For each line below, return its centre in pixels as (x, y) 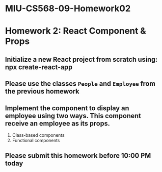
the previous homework (42, 91)
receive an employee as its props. (58, 123)
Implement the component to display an (67, 108)
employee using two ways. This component (73, 116)
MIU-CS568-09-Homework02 (68, 9)
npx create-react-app (39, 67)
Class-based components (38, 135)
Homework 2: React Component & (76, 31)
